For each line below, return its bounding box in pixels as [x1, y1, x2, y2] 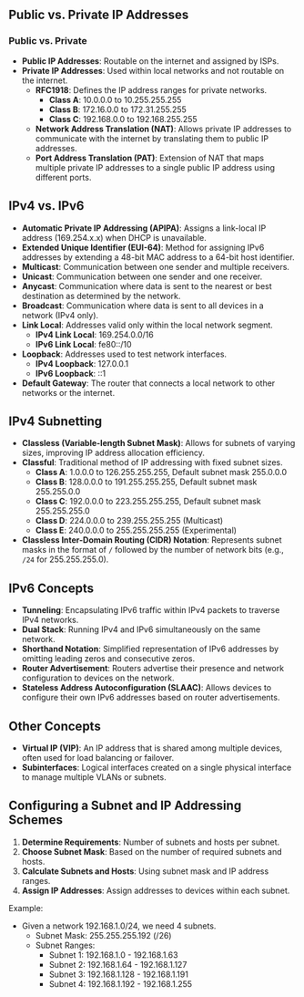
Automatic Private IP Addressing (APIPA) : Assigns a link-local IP [21, 223, 267, 234]
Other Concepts [8, 718, 101, 733]
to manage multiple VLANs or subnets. [21, 771, 167, 783]
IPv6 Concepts [8, 580, 95, 596]
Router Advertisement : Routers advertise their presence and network [21, 663, 284, 674]
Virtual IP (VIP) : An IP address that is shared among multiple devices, [21, 743, 283, 753]
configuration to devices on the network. [21, 672, 175, 683]
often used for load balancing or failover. [21, 752, 175, 763]
